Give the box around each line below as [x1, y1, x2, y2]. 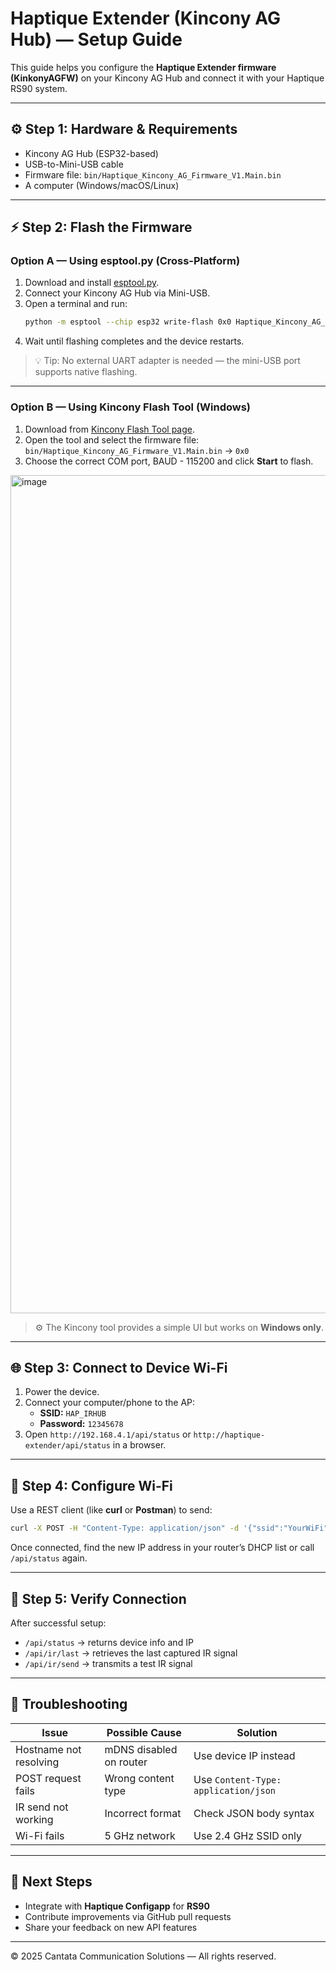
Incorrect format [104, 1806, 182, 1820]
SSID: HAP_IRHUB [39, 1407, 107, 1419]
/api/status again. [10, 1552, 88, 1564]
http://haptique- [193, 1430, 266, 1441]
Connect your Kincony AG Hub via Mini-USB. [24, 287, 211, 299]
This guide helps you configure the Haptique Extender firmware [10, 61, 277, 73]
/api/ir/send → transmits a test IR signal [24, 1657, 193, 1669]
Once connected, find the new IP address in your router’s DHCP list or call [10, 1542, 315, 1554]
